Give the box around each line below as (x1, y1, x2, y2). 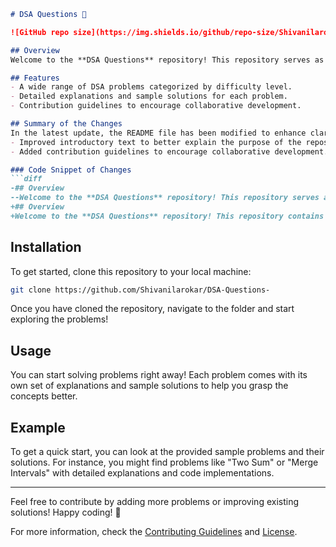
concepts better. (10, 390, 78, 402)
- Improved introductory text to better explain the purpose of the (10, 137, 302, 147)
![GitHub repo (10, 27, 70, 37)
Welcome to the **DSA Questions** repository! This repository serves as (10, 55, 325, 65)
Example (10, 419, 66, 436)
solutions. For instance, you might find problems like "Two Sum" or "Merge (10, 456, 319, 469)
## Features (10, 73, 60, 83)
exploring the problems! (10, 313, 109, 325)
